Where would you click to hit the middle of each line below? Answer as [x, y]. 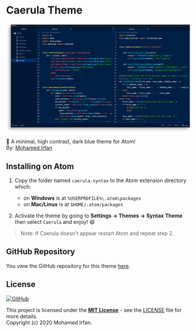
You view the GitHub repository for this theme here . [68, 266]
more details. [22, 316]
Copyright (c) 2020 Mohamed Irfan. [49, 322]
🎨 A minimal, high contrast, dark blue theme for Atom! [71, 142]
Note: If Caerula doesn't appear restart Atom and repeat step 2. [97, 233]
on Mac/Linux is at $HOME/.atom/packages [73, 204]
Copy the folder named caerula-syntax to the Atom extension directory [100, 180]
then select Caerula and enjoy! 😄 [55, 222]
